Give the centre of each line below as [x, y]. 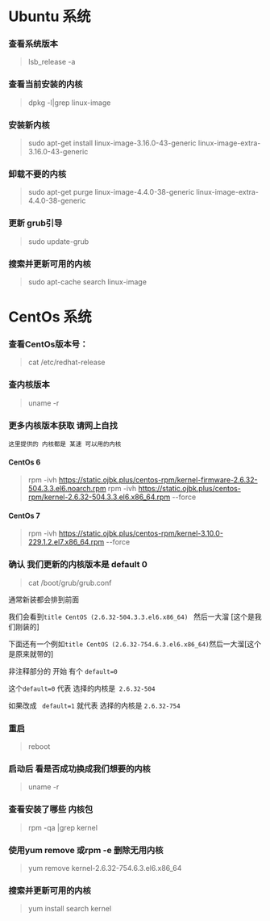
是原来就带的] [31, 654]
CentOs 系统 [50, 317]
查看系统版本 [33, 44]
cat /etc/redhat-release [66, 362]
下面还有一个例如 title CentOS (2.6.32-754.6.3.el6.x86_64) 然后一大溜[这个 [135, 644]
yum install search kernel [70, 909]
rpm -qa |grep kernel [63, 827]
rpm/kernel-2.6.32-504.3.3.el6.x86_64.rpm [99, 497]
